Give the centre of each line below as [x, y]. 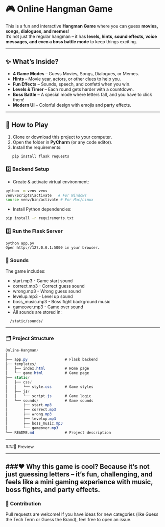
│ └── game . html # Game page [47, 373]
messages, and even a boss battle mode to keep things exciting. [71, 41]
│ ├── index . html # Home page [47, 369]
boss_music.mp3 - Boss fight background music [61, 301]
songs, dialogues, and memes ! [37, 31]
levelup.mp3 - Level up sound [43, 296]
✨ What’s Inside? [32, 62]
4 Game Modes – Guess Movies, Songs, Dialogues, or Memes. [76, 73]
